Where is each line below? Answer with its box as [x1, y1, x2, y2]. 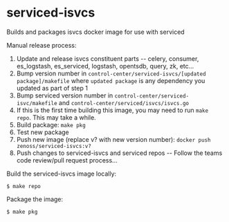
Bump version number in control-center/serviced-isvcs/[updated [16, 69, 206, 77]
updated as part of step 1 [16, 84, 88, 92]
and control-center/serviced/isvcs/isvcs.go [58, 98, 190, 107]
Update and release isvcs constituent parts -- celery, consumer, [16, 54, 199, 63]
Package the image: [6, 195, 64, 203]
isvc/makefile [16, 100, 57, 107]
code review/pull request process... [16, 156, 118, 164]
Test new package [16, 128, 70, 136]
